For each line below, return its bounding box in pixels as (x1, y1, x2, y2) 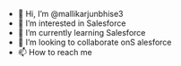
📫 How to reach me (17, 47, 92, 57)
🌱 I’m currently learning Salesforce (17, 28, 146, 37)
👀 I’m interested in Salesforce (17, 18, 126, 29)
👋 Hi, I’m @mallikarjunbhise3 (17, 9, 124, 19)
